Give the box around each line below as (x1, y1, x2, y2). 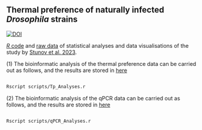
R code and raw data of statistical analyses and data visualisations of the (6, 42, 189, 49)
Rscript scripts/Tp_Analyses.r (6, 83, 86, 89)
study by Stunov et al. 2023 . (6, 48, 77, 56)
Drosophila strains (6, 15, 78, 25)
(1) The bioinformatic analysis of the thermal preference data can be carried (6, 60, 197, 67)
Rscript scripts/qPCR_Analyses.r (6, 118, 91, 124)
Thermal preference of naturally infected (6, 5, 164, 15)
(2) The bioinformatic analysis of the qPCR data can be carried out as (6, 94, 181, 102)
